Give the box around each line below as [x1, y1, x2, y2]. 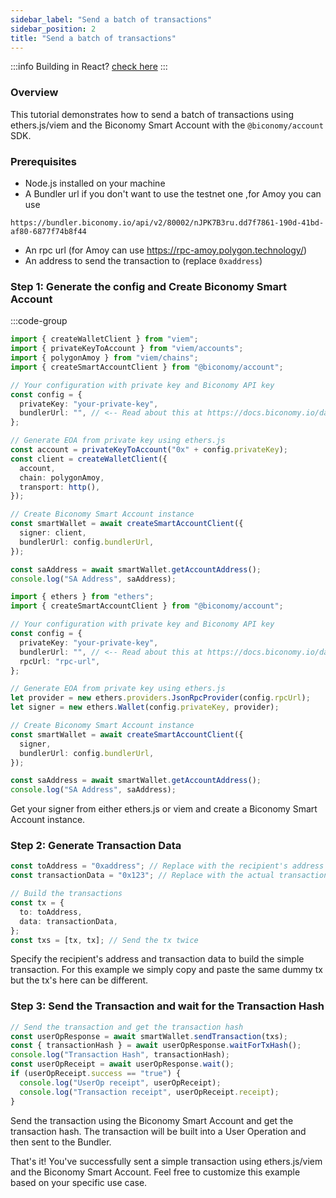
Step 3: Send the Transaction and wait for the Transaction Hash [10, 999, 325, 1013]
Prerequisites [10, 154, 77, 168]
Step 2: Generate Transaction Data [10, 839, 182, 853]
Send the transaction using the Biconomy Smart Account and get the [10, 1114, 294, 1126]
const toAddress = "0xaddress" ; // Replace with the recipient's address [10, 861, 325, 871]
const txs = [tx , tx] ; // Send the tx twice [10, 935, 199, 945]
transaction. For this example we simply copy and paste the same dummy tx [10, 964, 324, 976]
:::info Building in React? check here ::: [10, 61, 168, 73]
